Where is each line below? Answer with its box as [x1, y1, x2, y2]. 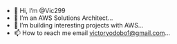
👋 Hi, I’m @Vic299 [13, 7, 66, 14]
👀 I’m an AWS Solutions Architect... [13, 14, 113, 22]
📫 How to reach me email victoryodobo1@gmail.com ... [13, 29, 171, 37]
